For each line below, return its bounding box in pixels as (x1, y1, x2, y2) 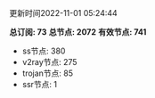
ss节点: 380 (21, 45, 66, 56)
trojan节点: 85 (21, 68, 74, 78)
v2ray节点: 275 (21, 57, 77, 67)
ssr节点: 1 (21, 79, 58, 89)
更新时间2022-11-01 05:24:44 (9, 8, 118, 18)
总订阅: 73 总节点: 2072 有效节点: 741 (9, 27, 147, 37)
